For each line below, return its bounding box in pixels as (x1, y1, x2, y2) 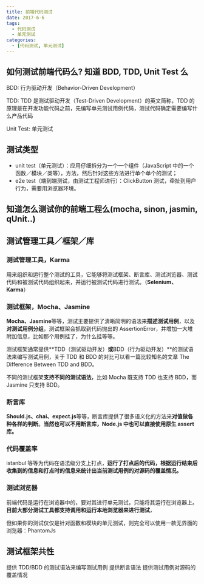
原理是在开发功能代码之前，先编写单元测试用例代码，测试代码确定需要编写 (6, 104, 192, 112)
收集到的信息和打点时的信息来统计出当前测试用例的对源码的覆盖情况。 (6, 467, 182, 474)
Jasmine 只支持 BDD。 (6, 381, 63, 389)
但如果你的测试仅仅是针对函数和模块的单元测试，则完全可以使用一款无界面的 (6, 519, 198, 526)
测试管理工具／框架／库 (6, 236, 94, 246)
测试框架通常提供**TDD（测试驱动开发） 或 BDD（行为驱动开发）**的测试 (6, 345, 188, 353)
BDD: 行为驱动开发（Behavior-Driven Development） (6, 84, 138, 91)
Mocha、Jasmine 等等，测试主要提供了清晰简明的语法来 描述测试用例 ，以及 (6, 317, 195, 325)
